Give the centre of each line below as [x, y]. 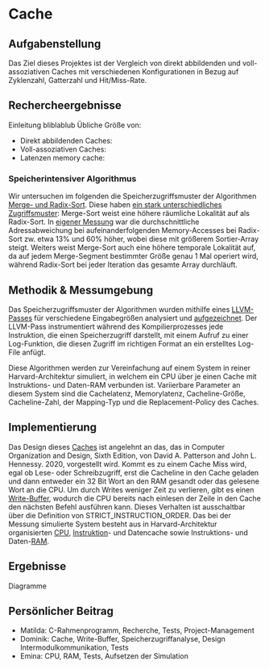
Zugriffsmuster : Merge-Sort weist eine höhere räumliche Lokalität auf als [129, 214]
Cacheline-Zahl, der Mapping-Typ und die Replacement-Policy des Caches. [134, 402]
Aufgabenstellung [55, 44]
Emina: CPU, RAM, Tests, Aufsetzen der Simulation [104, 656]
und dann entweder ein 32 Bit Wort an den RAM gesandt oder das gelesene [134, 481]
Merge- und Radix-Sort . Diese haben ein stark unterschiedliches [115, 205]
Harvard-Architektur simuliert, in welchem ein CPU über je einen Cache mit [132, 376]
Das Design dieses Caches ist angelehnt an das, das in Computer [117, 447]
